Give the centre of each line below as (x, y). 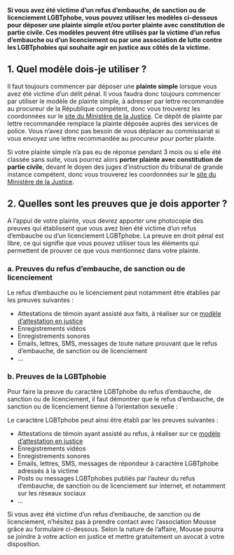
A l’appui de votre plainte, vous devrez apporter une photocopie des (105, 221)
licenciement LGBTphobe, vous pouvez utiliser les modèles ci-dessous (112, 18)
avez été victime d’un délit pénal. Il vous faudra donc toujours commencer (114, 93)
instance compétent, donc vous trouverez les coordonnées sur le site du (112, 174)
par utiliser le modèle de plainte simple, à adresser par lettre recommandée (116, 101)
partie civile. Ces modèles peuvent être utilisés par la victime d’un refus (114, 32)
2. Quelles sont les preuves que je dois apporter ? (117, 204)
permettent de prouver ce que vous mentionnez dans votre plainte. (104, 250)
